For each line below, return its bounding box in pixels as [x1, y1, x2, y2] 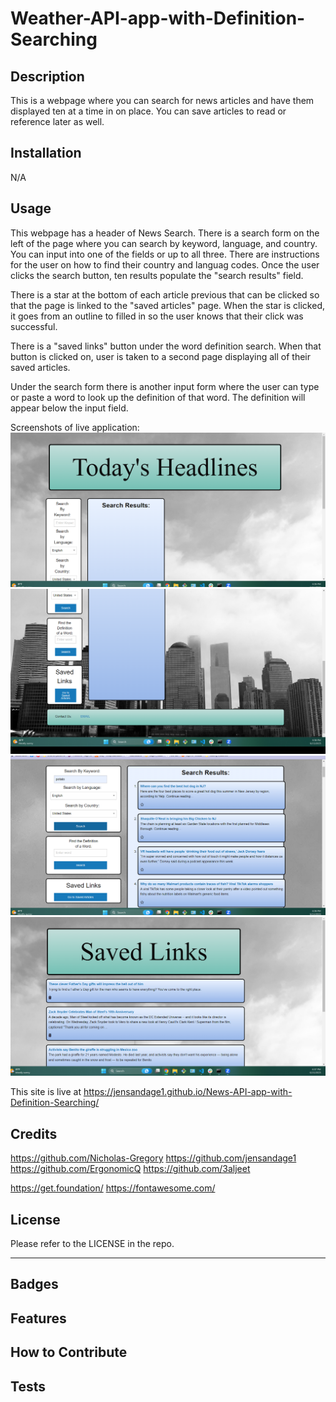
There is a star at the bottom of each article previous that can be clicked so [10, 288, 320, 301]
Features [10, 1310, 67, 1327]
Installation [10, 145, 82, 162]
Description [10, 68, 85, 85]
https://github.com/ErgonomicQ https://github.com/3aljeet [10, 1163, 251, 1175]
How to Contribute [10, 1344, 128, 1361]
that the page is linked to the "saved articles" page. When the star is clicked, [10, 299, 325, 311]
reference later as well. [10, 116, 105, 127]
